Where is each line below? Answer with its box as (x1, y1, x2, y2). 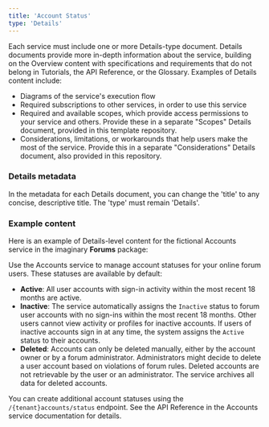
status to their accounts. (19, 335, 100, 346)
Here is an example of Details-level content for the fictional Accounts (8, 236, 237, 246)
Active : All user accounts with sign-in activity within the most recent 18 (19, 285, 255, 294)
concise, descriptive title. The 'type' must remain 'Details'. (8, 198, 201, 207)
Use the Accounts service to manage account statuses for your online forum (8, 261, 261, 270)
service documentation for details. (8, 411, 122, 421)
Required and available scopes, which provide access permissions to (19, 108, 249, 117)
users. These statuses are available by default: (8, 269, 163, 278)
